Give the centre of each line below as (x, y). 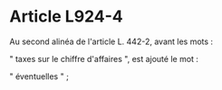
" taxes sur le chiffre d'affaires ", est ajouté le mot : (104, 58)
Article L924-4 (67, 17)
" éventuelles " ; (39, 76)
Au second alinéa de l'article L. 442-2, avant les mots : (111, 41)
